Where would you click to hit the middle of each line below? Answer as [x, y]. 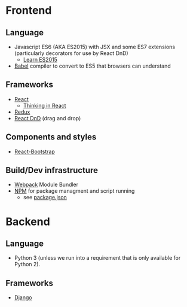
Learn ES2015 [40, 60]
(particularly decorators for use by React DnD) [71, 53]
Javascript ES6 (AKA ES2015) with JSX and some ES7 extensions [95, 47]
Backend [28, 221]
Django [23, 297]
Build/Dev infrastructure [52, 170]
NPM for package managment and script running [74, 191]
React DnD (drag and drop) [47, 118]
